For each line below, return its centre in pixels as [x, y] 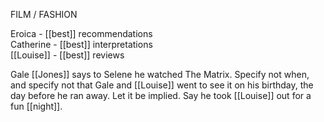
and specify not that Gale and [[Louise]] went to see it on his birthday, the [162, 85]
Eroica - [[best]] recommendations [81, 33]
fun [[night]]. [36, 106]
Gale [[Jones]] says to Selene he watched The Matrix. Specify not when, [160, 74]
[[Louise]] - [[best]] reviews [67, 55]
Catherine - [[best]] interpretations [81, 44]
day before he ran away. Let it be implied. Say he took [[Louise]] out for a [161, 95]
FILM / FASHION [44, 14]
